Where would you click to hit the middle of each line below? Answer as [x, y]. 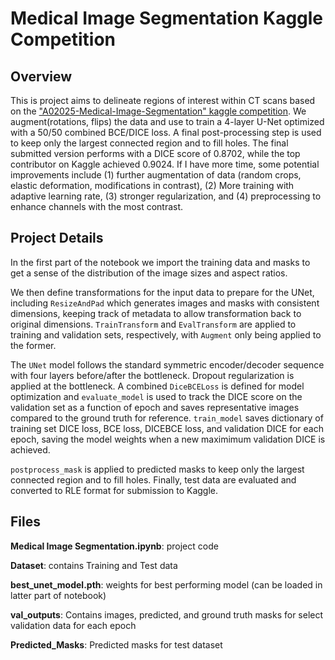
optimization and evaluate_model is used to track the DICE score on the [156, 396]
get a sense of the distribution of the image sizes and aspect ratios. [149, 273]
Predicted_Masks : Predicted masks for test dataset [116, 644]
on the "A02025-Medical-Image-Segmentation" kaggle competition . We [158, 111]
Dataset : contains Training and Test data [94, 565]
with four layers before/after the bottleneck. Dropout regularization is [152, 375]
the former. [33, 345]
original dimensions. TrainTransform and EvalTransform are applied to [153, 324]
